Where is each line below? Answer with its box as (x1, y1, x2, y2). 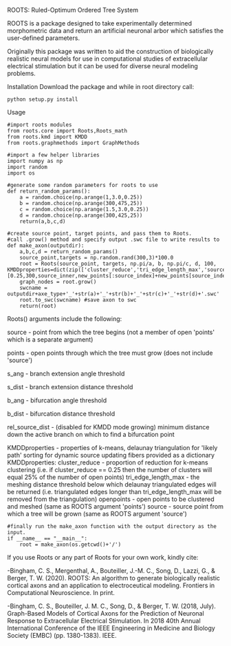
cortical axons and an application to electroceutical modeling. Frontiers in (7, 581, 215, 589)
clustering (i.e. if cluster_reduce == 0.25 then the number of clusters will (7, 466, 212, 473)
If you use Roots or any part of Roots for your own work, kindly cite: (7, 554, 199, 561)
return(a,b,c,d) (19, 218, 67, 225)
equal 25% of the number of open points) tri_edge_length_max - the (7, 473, 200, 481)
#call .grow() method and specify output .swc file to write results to (7, 236, 220, 243)
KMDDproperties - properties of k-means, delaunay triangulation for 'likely (7, 444, 218, 451)
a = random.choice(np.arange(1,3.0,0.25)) (19, 194, 143, 201)
